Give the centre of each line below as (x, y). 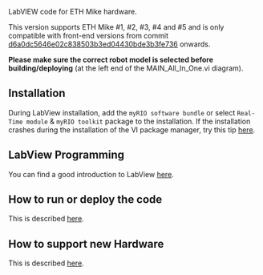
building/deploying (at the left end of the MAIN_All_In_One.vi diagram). (126, 68)
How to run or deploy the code (85, 200)
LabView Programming (67, 155)
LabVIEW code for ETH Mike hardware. (73, 12)
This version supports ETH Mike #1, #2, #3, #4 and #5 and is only (116, 27)
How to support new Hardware (86, 244)
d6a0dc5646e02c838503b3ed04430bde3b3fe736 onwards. (109, 44)
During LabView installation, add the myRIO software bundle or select (122, 112)
